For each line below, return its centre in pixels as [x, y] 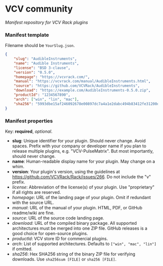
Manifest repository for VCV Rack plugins [47, 22]
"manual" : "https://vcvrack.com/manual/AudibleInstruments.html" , [82, 81]
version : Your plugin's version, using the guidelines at [66, 172]
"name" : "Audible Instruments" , [46, 63]
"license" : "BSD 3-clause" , [42, 68]
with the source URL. [33, 203]
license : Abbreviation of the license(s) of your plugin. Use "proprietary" [83, 187]
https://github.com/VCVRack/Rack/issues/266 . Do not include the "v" [81, 177]
